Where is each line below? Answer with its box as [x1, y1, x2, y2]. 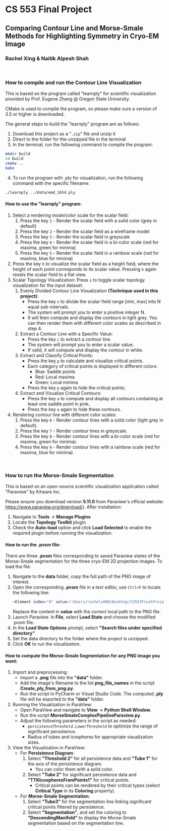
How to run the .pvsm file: [5, 541, 61, 547]
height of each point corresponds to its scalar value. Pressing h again [12, 266, 157, 272]
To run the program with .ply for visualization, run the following [12, 175, 143, 181]
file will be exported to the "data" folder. [20, 696, 104, 702]
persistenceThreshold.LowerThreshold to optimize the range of [27, 723, 158, 729]
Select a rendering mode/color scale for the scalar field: [12, 212, 129, 218]
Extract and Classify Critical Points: [20, 352, 93, 358]
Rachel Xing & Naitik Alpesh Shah [5, 55, 89, 62]
